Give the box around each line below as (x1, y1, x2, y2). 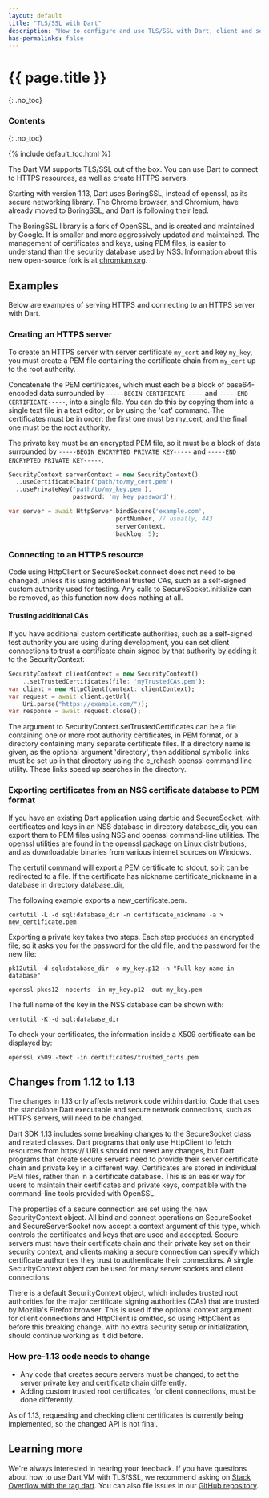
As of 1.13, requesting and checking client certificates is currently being (8, 1410, 243, 1420)
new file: (8, 949, 37, 958)
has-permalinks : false (8, 34, 84, 43)
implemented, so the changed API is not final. (8, 1418, 159, 1428)
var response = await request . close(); (8, 708, 142, 716)
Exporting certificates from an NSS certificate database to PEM (8, 785, 259, 796)
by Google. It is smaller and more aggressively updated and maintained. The (8, 230, 260, 239)
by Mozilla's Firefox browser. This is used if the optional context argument (8, 1305, 252, 1315)
